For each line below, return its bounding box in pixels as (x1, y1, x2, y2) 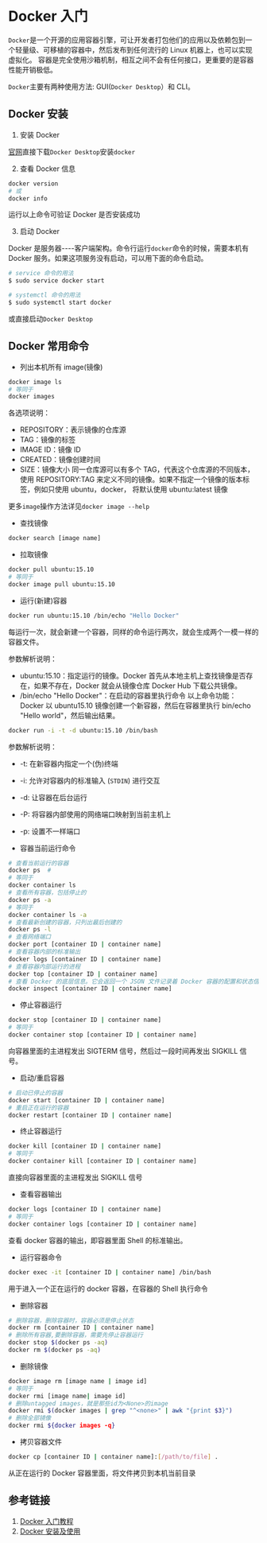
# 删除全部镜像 (8, 1414, 52, 1422)
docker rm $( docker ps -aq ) (8, 1346, 102, 1354)
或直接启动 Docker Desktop (8, 313, 94, 323)
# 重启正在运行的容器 (8, 1103, 69, 1112)
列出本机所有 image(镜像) (19, 362, 103, 371)
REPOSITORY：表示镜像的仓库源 (19, 425, 127, 434)
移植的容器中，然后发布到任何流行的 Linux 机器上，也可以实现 (49, 45, 253, 54)
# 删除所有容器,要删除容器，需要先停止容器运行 (8, 1331, 144, 1339)
